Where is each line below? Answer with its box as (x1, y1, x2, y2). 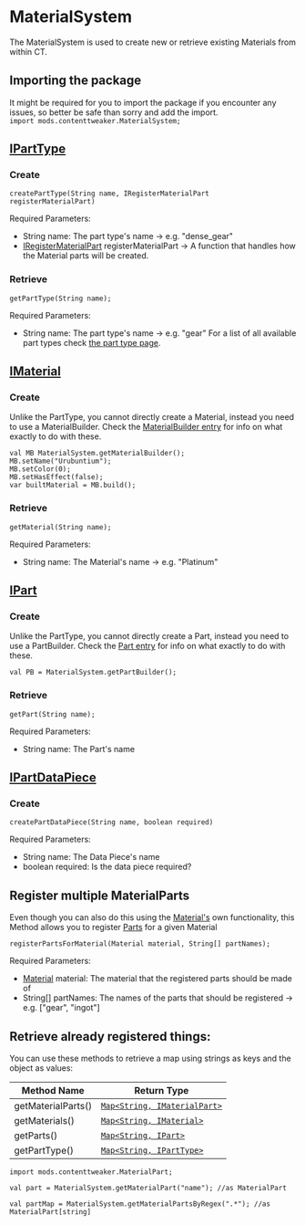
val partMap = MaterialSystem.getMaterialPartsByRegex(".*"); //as (9, 1200, 271, 1209)
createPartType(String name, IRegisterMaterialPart (9, 189, 209, 198)
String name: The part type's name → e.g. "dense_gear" (22, 231, 234, 242)
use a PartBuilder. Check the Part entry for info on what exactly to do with (9, 641, 286, 652)
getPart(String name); (9, 709, 96, 718)
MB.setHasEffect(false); (9, 473, 104, 482)
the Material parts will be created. (22, 250, 149, 261)
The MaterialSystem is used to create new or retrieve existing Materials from (9, 37, 296, 47)
